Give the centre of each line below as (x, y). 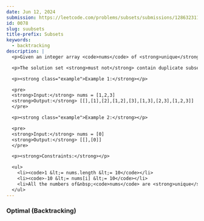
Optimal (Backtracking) (41, 211)
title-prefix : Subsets (35, 35)
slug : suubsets (25, 29)
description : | (25, 51)
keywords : (19, 40)
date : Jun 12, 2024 (31, 12)
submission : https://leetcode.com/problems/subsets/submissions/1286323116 (104, 18)
